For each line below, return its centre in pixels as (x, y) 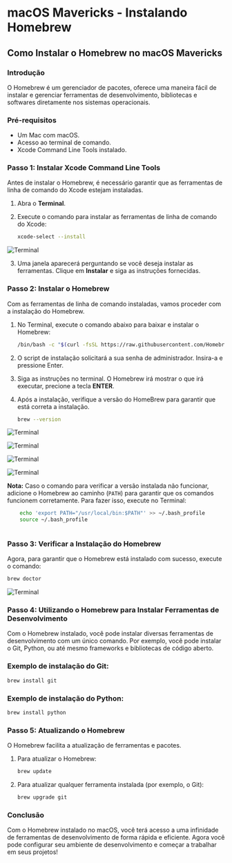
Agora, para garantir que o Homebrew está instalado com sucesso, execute (115, 559)
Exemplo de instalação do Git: (58, 666)
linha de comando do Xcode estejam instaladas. (75, 190)
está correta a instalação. (53, 406)
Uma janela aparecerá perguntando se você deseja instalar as (105, 263)
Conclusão (26, 815)
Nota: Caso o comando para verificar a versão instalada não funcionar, (108, 486)
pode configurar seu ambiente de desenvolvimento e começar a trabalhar (112, 845)
